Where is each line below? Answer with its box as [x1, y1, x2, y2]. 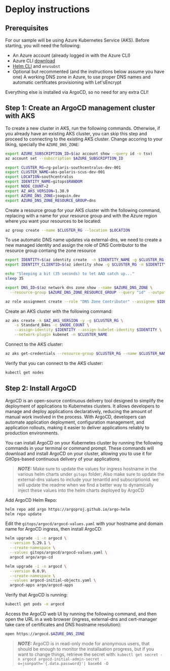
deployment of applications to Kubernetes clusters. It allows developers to [5, 403, 160, 409]
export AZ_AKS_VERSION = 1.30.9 [5, 189, 69, 194]
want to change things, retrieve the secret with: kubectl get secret [17, 651, 158, 657]
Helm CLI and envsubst [12, 63, 61, 69]
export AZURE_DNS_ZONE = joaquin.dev [5, 193, 80, 198]
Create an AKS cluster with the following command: [5, 308, 113, 314]
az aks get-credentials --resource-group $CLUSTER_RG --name [5, 351, 137, 356]
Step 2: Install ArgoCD [5, 384, 77, 393]
